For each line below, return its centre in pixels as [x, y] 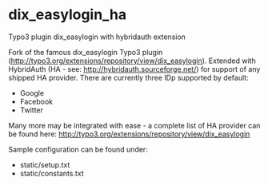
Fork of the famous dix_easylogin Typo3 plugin [86, 52]
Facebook [36, 101]
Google [32, 92]
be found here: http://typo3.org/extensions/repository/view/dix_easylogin [129, 134]
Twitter [32, 110]
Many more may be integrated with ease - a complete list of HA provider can [134, 125]
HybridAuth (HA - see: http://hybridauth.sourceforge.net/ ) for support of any [134, 69]
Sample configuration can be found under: [78, 149]
